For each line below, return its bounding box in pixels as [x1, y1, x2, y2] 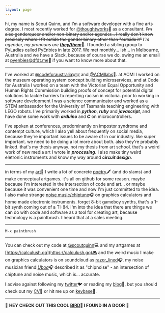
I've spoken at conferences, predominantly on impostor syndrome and [5, 123, 147, 129]
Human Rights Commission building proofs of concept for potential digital [5, 87, 154, 93]
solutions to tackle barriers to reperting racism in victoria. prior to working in [5, 92, 160, 98]
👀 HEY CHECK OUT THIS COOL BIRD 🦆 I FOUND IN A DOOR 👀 [5, 302, 129, 308]
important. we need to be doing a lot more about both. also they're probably [5, 139, 159, 144]
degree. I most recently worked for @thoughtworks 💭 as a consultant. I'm [5, 26, 152, 32]
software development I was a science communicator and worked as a [5, 98, 148, 104]
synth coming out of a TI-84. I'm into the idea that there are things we [11, 204, 152, 210]
